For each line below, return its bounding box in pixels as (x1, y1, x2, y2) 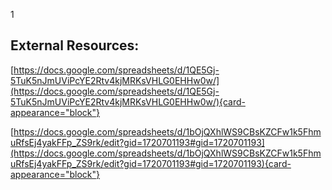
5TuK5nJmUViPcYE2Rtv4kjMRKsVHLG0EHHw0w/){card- (10, 95, 246, 108)
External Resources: (10, 37, 140, 54)
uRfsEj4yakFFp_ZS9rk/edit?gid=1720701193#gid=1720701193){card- (10, 157, 292, 169)
